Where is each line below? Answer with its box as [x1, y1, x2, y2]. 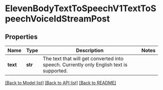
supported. [43, 68, 68, 74]
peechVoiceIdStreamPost [5, 13, 110, 24]
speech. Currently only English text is [43, 61, 128, 68]
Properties [5, 33, 38, 41]
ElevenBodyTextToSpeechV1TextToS [5, 3, 157, 14]
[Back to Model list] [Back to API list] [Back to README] [5, 80, 116, 86]
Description [76, 47, 104, 54]
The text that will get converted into [43, 55, 124, 62]
